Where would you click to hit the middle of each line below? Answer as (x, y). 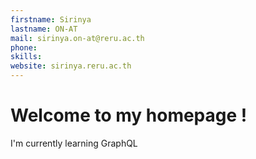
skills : (26, 57)
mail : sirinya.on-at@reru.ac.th (77, 38)
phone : (24, 47)
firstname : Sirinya (51, 19)
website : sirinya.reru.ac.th (71, 66)
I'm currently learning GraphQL (74, 143)
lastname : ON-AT (44, 29)
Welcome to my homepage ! (129, 115)
